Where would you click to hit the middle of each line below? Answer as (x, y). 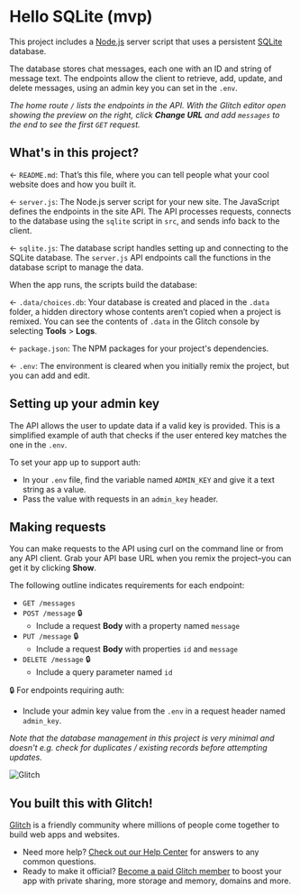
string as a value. (54, 489)
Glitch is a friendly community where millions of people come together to (145, 825)
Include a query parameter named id (104, 672)
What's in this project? (74, 153)
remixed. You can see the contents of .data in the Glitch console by (134, 321)
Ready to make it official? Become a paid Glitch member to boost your (152, 872)
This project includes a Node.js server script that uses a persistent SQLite (146, 42)
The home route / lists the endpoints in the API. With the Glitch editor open (148, 105)
